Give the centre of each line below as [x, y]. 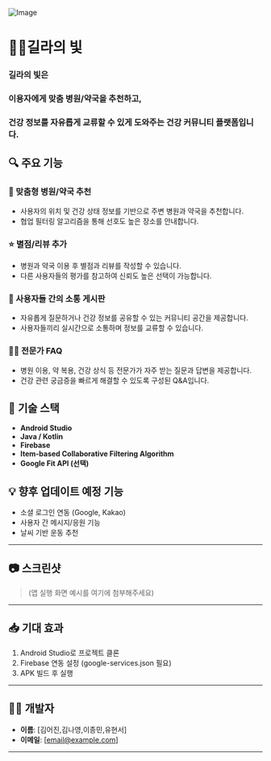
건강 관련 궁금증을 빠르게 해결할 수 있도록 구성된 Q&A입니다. [115, 380]
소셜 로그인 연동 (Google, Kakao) [73, 513]
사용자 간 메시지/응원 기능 [60, 522]
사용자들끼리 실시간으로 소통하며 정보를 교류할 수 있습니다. [112, 328]
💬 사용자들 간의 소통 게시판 [57, 298]
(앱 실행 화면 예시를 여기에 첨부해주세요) [91, 592]
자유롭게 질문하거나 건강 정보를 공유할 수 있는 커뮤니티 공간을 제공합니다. [134, 318]
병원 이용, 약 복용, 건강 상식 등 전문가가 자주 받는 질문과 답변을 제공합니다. [136, 370]
